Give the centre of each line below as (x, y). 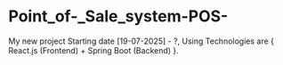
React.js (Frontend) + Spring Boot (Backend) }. (93, 50)
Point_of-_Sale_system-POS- (118, 16)
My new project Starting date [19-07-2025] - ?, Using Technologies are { (141, 41)
